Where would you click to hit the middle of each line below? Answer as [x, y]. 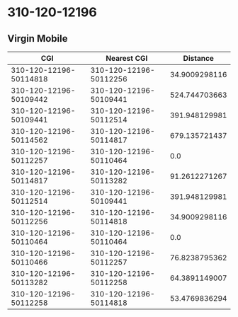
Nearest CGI [127, 58]
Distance [199, 58]
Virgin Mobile [38, 39]
